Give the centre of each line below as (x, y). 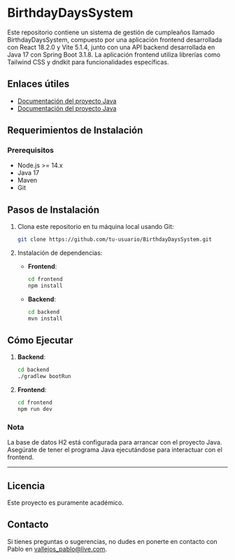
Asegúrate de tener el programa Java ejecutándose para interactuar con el (115, 450)
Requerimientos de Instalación (75, 131)
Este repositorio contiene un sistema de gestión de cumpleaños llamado (111, 32)
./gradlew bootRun (44, 377)
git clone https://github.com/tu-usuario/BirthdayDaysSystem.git (114, 239)
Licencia (26, 485)
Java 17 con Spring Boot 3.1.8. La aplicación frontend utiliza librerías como (114, 55)
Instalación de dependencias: (60, 253)
